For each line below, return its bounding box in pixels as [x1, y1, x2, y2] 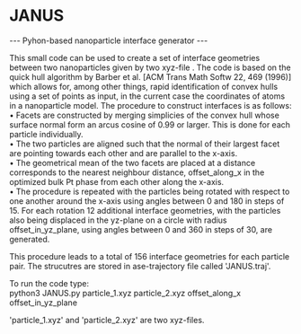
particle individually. [9, 128, 84, 139]
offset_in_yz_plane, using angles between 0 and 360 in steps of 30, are [9, 224, 272, 234]
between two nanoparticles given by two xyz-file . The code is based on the [9, 62, 291, 73]
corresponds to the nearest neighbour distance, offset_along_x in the [9, 167, 265, 178]
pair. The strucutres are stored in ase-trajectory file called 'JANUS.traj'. [9, 260, 271, 271]
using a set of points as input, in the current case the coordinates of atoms [9, 91, 286, 101]
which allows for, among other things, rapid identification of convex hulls [9, 81, 279, 92]
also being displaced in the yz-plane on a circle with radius [9, 215, 227, 225]
